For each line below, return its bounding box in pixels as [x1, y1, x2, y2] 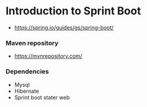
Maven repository [5, 39, 59, 47]
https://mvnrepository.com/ [14, 53, 82, 60]
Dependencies [5, 68, 49, 76]
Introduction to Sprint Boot [5, 4, 142, 18]
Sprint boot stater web [14, 94, 70, 101]
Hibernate [14, 87, 40, 94]
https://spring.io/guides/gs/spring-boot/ [14, 24, 114, 31]
